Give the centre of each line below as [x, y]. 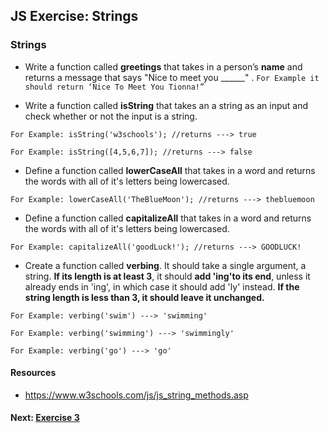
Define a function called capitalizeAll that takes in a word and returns [168, 218]
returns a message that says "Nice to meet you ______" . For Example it [172, 77]
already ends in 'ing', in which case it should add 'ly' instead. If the [162, 286]
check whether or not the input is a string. [111, 116]
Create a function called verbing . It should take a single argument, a [165, 265]
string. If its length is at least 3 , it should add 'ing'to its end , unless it [167, 276]
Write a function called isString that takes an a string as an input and [166, 105]
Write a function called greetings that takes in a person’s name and [163, 66]
